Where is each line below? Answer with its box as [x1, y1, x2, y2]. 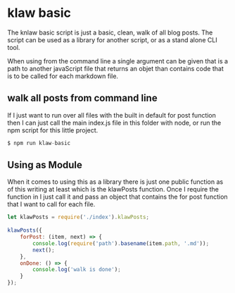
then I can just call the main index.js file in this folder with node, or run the [7, 118, 222, 127]
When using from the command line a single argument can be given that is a [7, 56, 229, 65]
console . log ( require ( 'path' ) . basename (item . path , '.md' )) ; [32, 239, 210, 247]
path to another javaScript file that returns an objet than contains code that [7, 64, 224, 73]
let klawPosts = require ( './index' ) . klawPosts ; [7, 213, 150, 221]
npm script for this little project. [7, 125, 99, 135]
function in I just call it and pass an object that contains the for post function [7, 192, 228, 201]
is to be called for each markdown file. [7, 72, 118, 80]
